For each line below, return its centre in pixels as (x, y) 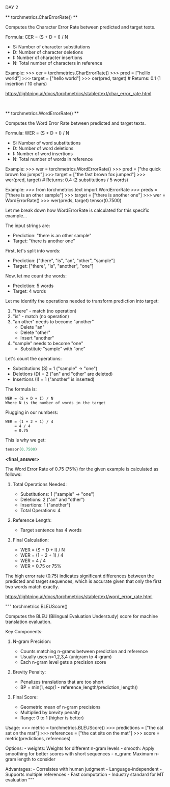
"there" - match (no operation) (45, 311)
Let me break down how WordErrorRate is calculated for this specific (77, 210)
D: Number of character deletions (48, 52)
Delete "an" (32, 327)
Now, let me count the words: (36, 276)
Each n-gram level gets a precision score (63, 662)
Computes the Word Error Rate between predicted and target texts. (76, 123)
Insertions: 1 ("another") (45, 505)
